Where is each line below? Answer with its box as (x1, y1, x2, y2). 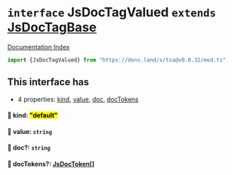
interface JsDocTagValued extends (7, 4, 216, 21)
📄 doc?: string (7, 143, 51, 152)
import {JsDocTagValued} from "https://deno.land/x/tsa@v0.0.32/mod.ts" (7, 56, 226, 64)
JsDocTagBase (7, 19, 97, 35)
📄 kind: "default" (7, 111, 58, 120)
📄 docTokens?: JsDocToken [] (7, 160, 95, 168)
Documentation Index (7, 43, 70, 51)
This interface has (7, 76, 90, 89)
